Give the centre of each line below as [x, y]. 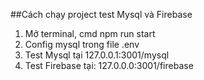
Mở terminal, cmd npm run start [90, 33]
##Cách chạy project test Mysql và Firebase [101, 14]
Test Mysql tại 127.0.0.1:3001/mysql [97, 55]
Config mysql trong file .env [82, 44]
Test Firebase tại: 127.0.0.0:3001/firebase [109, 65]
